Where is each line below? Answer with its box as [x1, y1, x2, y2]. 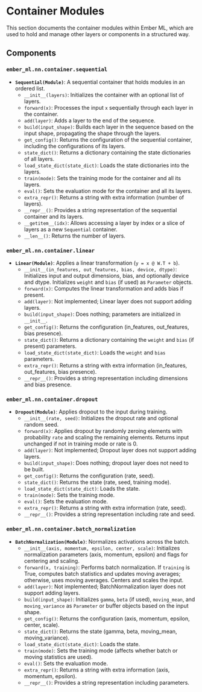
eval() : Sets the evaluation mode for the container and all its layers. [24, 187, 192, 194]
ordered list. [14, 84, 45, 92]
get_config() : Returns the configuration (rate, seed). [24, 472, 155, 480]
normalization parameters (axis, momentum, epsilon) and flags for [24, 550, 189, 558]
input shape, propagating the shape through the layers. [24, 130, 161, 137]
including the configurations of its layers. [24, 142, 126, 149]
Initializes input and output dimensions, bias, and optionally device [24, 272, 189, 279]
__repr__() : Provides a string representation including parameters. [24, 679, 190, 686]
